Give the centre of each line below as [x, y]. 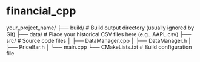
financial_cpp [41, 11]
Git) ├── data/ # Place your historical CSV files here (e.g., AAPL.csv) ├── [99, 34]
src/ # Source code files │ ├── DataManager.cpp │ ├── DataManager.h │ [99, 40]
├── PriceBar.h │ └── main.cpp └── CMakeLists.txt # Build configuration [99, 47]
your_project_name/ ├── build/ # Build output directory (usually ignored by [100, 28]
